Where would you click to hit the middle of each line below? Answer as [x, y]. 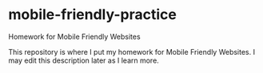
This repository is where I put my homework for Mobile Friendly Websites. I [132, 52]
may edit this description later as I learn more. [84, 60]
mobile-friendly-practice [93, 15]
